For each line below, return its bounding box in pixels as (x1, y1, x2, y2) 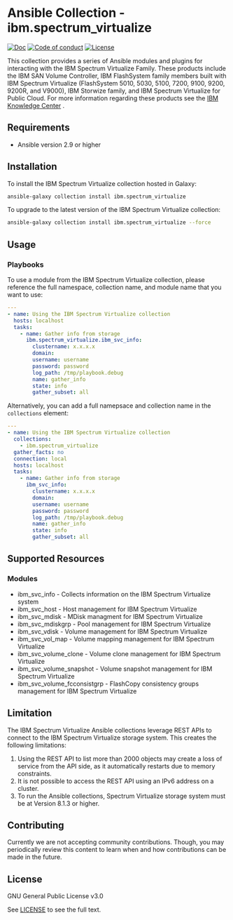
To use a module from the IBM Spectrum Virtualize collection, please (7, 276, 205, 284)
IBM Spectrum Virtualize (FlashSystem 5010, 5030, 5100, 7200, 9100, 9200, (7, 79, 225, 87)
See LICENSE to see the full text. (7, 905, 101, 914)
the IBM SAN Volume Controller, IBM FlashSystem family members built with (7, 72, 227, 80)
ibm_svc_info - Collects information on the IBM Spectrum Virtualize (17, 589, 211, 598)
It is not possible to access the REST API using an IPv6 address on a (17, 777, 214, 785)
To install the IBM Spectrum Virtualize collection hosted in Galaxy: (7, 179, 197, 187)
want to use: (7, 291, 43, 299)
